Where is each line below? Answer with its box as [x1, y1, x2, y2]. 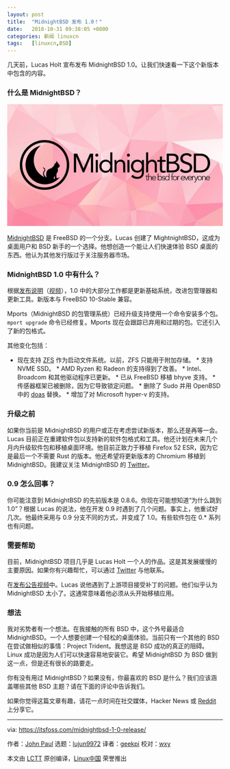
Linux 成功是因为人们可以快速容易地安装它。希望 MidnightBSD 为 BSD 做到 [7, 650, 218, 659]
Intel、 [187, 364, 205, 373]
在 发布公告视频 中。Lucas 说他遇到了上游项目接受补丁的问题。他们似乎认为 [7, 580, 218, 589]
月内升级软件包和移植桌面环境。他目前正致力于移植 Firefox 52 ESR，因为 [7, 443, 212, 451]
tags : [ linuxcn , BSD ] [7, 40, 72, 47]
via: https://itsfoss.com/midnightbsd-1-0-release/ [7, 726, 146, 734]
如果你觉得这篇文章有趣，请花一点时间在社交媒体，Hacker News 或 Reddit [7, 697, 217, 705]
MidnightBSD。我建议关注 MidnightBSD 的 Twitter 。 [7, 460, 154, 469]
